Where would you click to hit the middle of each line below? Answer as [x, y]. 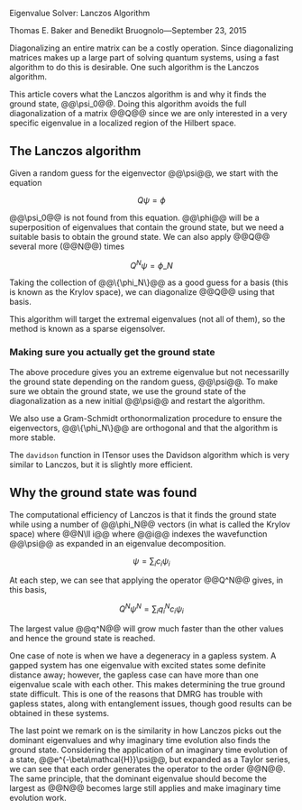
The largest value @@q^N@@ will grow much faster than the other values [146, 628]
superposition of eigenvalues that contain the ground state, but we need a [147, 227]
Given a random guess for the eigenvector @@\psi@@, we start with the [144, 173]
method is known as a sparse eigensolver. [87, 329]
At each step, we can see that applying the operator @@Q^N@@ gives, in [146, 580]
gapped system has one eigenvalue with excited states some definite [137, 665]
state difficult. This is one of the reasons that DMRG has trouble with [136, 694]
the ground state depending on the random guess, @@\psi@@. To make [144, 382]
